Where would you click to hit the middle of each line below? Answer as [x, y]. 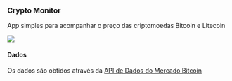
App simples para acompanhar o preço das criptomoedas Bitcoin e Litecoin [116, 26]
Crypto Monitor [34, 10]
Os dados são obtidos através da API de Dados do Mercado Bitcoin [105, 70]
